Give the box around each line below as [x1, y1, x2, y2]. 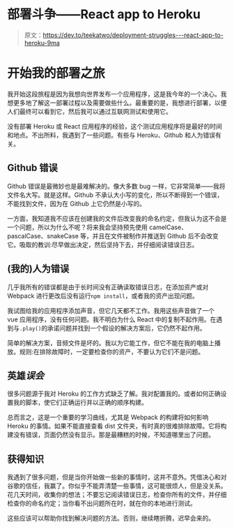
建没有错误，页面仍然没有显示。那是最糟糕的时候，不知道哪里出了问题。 [7, 430, 214, 439]
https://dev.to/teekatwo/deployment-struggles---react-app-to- [42, 31, 224, 39]
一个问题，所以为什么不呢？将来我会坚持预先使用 [7, 223, 148, 231]
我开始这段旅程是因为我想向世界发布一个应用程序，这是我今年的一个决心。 [7, 89, 221, 98]
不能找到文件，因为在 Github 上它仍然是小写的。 [7, 199, 146, 208]
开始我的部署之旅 [7, 66, 106, 81]
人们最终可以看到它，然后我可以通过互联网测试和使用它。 [7, 107, 172, 115]
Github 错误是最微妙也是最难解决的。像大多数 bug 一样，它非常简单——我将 [7, 182, 226, 190]
